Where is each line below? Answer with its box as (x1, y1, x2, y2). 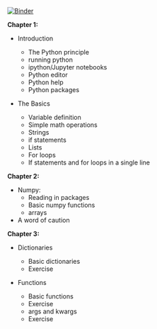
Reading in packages (28, 194, 90, 201)
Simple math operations (28, 121, 98, 129)
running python (28, 55, 73, 64)
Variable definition (28, 113, 81, 121)
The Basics (17, 99, 51, 108)
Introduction (17, 34, 54, 43)
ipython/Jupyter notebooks (28, 63, 107, 71)
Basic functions (28, 292, 74, 301)
